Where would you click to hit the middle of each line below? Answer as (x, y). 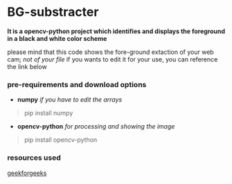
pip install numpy (48, 113)
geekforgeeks (27, 173)
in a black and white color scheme (57, 38)
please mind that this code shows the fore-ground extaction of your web (111, 52)
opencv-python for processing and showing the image (96, 127)
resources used (34, 158)
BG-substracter (53, 12)
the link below (27, 66)
